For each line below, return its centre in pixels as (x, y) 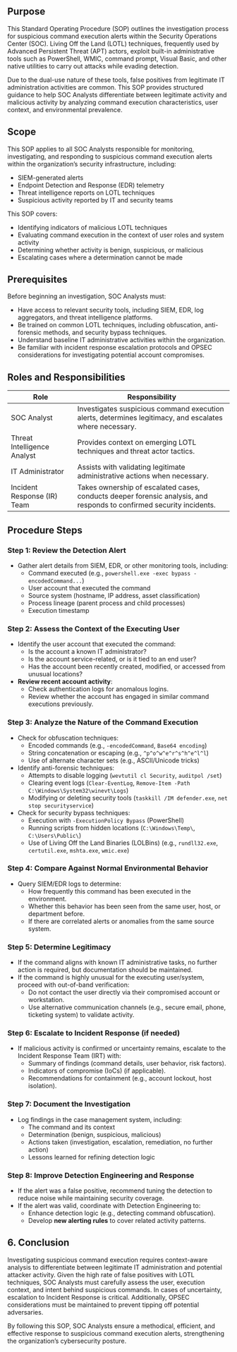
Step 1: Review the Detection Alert (67, 550)
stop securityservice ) (61, 805)
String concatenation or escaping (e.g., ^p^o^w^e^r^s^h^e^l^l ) (119, 753)
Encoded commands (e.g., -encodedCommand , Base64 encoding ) (117, 745)
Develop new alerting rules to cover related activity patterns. (117, 1221)
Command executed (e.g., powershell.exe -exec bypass (109, 573)
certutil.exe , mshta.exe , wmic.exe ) (79, 850)
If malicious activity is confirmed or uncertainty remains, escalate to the (122, 1048)
